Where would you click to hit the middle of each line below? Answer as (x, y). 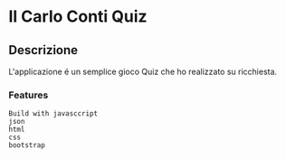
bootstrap (27, 145)
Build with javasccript (53, 114)
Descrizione (43, 50)
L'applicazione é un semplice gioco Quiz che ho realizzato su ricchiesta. (143, 71)
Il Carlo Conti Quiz (78, 17)
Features (29, 95)
